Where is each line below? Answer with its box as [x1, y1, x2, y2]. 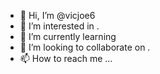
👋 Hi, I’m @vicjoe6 [19, 10, 96, 21]
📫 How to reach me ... [19, 53, 113, 64]
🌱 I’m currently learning [19, 31, 117, 42]
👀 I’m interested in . [19, 20, 100, 32]
